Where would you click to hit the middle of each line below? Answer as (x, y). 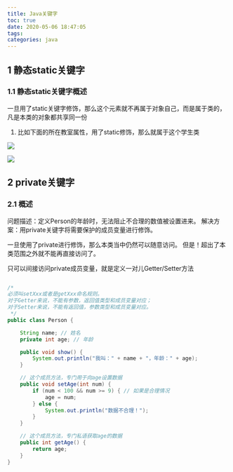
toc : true (22, 20)
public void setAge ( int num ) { (66, 384)
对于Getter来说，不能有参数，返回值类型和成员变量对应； (80, 301)
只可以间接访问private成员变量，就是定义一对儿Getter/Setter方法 (101, 268)
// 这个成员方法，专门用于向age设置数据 (71, 378)
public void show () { (51, 352)
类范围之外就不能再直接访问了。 (53, 253)
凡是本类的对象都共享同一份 (47, 117)
